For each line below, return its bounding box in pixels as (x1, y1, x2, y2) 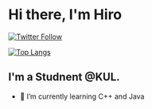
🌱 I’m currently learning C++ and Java (19, 91, 145, 101)
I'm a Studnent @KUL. (8, 70, 121, 84)
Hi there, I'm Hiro (8, 6, 123, 24)
